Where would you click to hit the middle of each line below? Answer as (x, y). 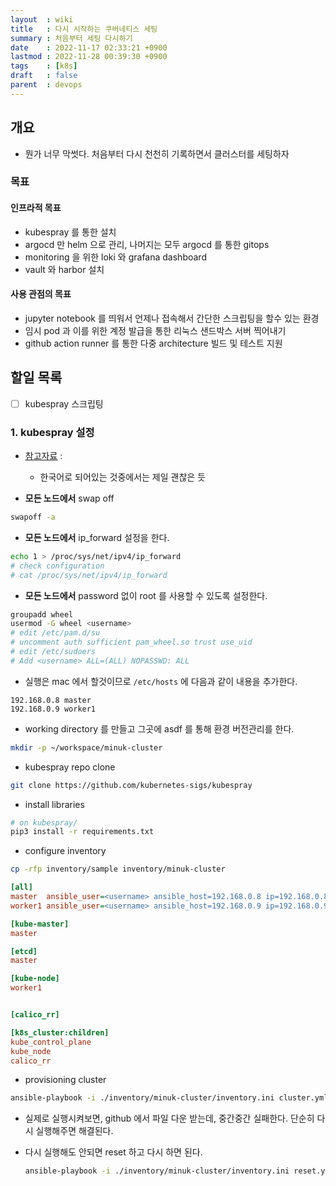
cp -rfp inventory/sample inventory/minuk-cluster (118, 869)
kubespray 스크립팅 (64, 403)
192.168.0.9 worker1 (53, 709)
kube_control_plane (51, 1042)
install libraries (54, 804)
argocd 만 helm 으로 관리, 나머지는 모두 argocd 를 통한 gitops (147, 244)
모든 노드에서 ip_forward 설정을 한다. (97, 537)
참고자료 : (43, 456)
